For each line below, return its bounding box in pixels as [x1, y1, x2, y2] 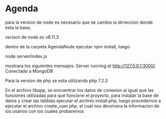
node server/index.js [5, 53, 47, 59]
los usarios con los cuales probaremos [5, 108, 84, 114]
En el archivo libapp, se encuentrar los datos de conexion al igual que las [5, 87, 154, 93]
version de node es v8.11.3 [5, 34, 59, 40]
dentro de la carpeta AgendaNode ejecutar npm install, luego [5, 43, 130, 49]
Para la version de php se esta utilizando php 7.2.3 [5, 78, 108, 83]
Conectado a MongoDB [5, 68, 53, 74]
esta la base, [5, 24, 31, 30]
